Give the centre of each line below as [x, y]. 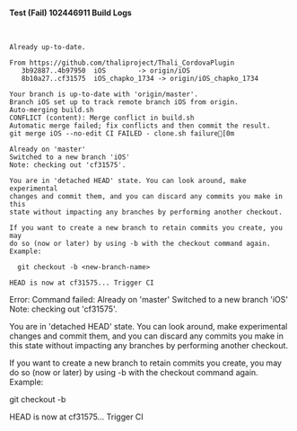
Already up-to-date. [48, 48]
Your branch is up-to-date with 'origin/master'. [104, 94]
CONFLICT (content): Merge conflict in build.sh [102, 118]
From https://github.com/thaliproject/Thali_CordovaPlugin [122, 63]
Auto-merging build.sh [52, 110]
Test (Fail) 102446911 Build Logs [70, 13]
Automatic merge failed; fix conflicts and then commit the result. [140, 126]
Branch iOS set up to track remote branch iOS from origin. [124, 102]
